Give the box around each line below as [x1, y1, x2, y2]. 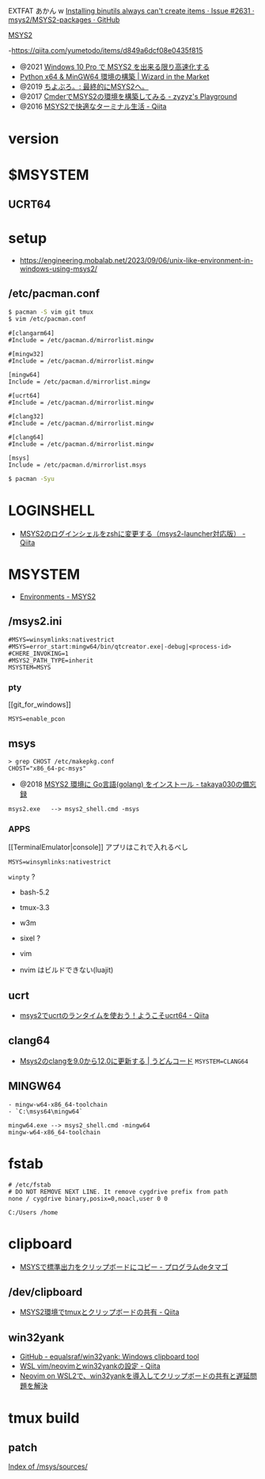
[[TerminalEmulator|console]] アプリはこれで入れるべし [8, 842, 188, 852]
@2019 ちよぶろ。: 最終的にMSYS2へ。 [19, 82, 149, 91]
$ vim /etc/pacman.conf [8, 315, 87, 323]
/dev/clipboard [8, 1285, 83, 1298]
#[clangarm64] [8, 330, 55, 337]
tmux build [8, 1409, 81, 1428]
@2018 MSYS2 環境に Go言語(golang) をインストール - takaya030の [19, 779, 243, 789]
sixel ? [19, 933, 41, 943]
